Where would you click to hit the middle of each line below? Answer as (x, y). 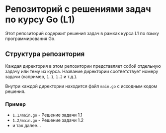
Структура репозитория (45, 54)
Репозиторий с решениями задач (78, 9)
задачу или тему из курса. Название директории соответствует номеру (82, 71)
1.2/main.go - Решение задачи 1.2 (48, 120)
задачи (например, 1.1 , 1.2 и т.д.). (41, 76)
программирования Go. (30, 39)
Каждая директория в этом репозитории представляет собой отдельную (83, 66)
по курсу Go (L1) (40, 20)
